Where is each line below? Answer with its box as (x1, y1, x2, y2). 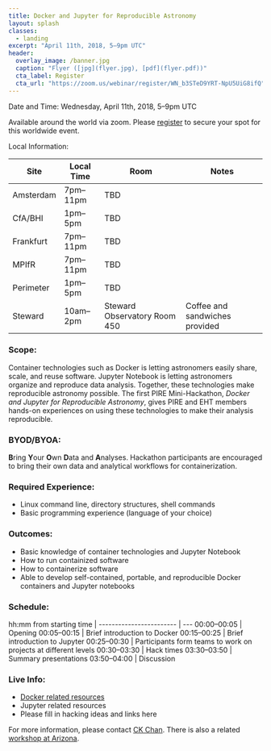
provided (185, 320, 220, 332)
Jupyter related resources (19, 701, 106, 711)
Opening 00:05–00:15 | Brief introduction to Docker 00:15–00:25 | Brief (8, 628, 244, 637)
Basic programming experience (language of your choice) (19, 508, 212, 518)
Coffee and (185, 300, 228, 311)
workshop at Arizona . (8, 733, 80, 743)
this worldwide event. (8, 126, 80, 136)
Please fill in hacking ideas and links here (19, 709, 157, 719)
